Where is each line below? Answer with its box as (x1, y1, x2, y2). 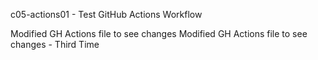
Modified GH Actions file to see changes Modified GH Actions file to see (10, 28, 308, 39)
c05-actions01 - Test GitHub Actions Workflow (10, 9, 203, 20)
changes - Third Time (10, 39, 100, 50)
